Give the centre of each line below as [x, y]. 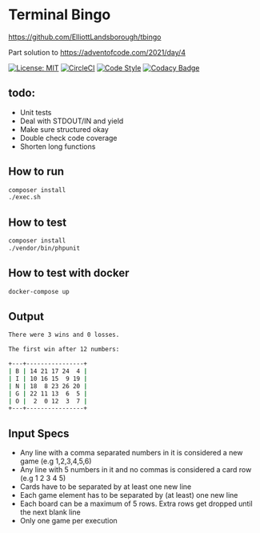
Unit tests [36, 112]
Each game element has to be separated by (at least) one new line [129, 495]
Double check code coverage [68, 138]
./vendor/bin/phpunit [44, 248]
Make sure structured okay [64, 129]
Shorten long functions [58, 146]
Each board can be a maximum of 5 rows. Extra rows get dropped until [136, 504]
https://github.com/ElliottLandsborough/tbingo [85, 37]
